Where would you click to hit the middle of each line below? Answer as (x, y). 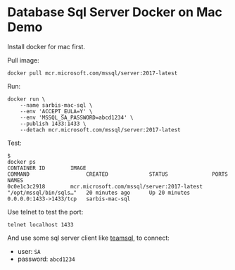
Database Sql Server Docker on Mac (115, 12)
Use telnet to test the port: (45, 212)
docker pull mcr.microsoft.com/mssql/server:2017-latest (93, 73)
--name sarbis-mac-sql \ (56, 105)
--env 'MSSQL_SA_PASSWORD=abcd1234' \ (77, 117)
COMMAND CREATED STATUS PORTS (118, 174)
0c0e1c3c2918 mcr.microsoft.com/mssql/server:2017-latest (105, 186)
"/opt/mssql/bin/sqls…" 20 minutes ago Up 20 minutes (99, 193)
